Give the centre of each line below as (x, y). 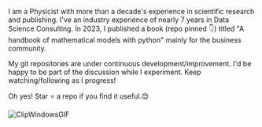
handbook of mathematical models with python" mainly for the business (125, 40)
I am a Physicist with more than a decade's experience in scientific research (131, 11)
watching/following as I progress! (62, 80)
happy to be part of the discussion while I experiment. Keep (105, 72)
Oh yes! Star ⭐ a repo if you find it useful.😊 (79, 96)
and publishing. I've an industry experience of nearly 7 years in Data (119, 20)
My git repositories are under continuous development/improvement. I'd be (130, 64)
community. (27, 48)
